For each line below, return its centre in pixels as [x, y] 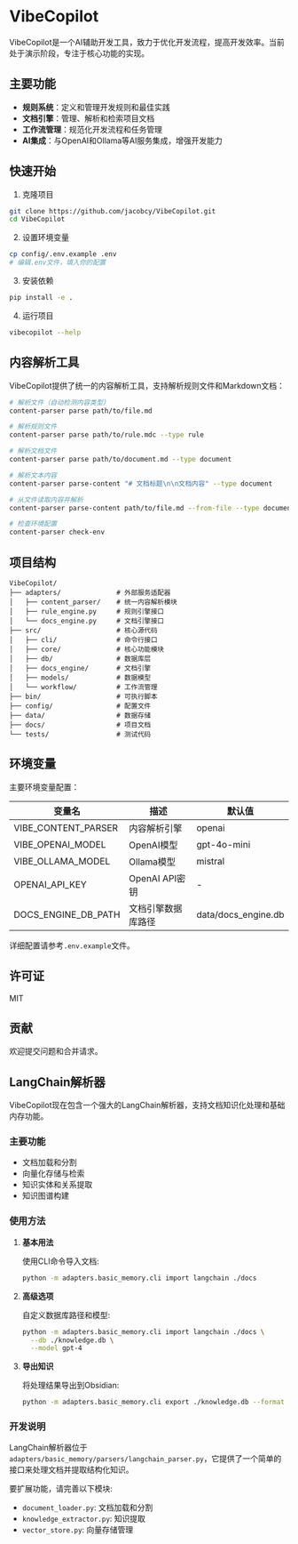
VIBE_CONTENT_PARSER [66, 827]
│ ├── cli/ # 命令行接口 [83, 639]
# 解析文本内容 [33, 475]
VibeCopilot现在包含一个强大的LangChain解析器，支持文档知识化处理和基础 [147, 1106]
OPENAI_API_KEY [50, 884]
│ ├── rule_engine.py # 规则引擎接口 [86, 611]
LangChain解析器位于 [48, 1448]
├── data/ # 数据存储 [80, 715]
